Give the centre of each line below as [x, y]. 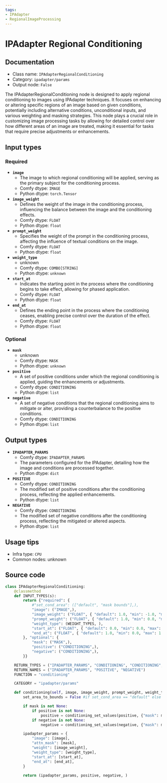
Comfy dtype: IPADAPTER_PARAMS [52, 457]
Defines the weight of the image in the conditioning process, [82, 204]
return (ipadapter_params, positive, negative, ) [75, 776]
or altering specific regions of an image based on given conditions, [74, 105]
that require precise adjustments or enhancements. [58, 132]
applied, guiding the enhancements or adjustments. [72, 382]
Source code [25, 575]
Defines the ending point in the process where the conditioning [84, 311]
